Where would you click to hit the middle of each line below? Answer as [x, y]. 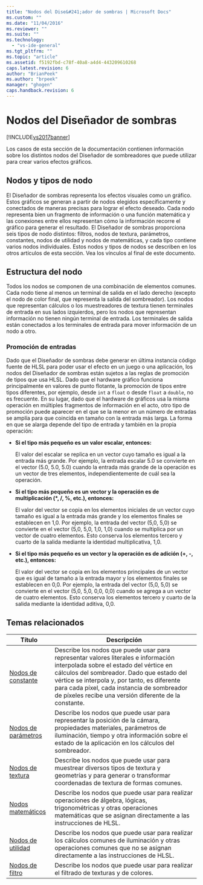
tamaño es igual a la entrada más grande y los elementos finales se [99, 516]
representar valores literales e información [114, 657]
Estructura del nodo [44, 272]
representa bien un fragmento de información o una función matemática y [98, 214]
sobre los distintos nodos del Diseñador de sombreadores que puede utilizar [101, 155]
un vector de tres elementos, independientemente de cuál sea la [95, 473]
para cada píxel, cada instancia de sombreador [121, 687]
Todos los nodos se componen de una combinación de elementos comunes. [101, 286]
